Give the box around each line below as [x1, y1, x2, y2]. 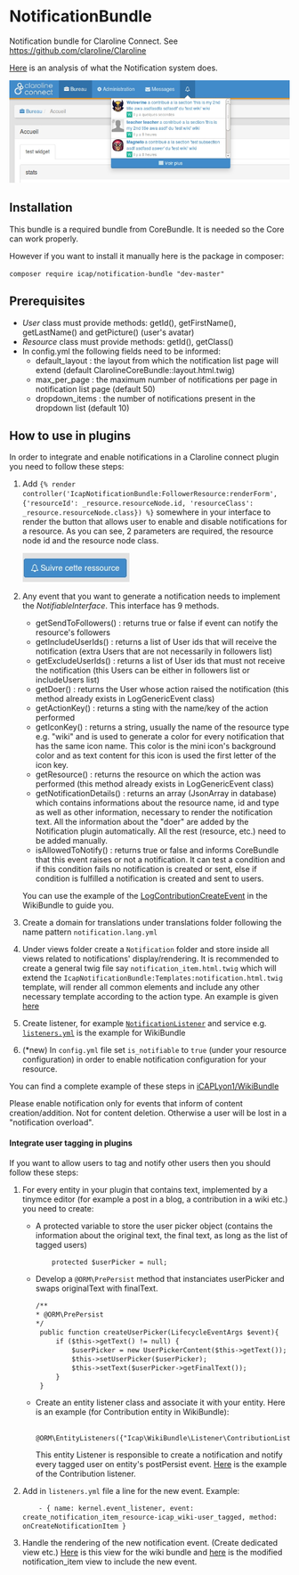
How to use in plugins [9, 428, 132, 444]
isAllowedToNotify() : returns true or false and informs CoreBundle [35, 845, 279, 856]
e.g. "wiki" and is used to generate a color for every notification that [35, 731, 285, 742]
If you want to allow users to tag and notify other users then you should [9, 1157, 271, 1168]
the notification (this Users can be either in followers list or [35, 665, 251, 676]
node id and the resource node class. [21, 535, 159, 546]
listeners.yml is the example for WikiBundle [21, 1027, 186, 1039]
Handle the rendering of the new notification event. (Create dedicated [21, 1537, 279, 1547]
